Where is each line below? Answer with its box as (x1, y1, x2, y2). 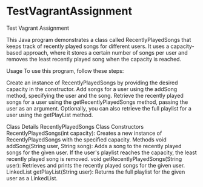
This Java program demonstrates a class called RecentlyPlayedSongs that (6, 36, 191, 43)
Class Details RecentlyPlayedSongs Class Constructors (6, 123, 144, 130)
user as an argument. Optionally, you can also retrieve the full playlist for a (6, 104, 192, 112)
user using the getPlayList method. (6, 111, 93, 118)
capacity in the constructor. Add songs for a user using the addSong (6, 85, 178, 92)
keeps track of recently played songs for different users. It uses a (6, 42, 170, 50)
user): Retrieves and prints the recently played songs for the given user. (6, 161, 185, 169)
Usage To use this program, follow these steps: (6, 67, 124, 74)
